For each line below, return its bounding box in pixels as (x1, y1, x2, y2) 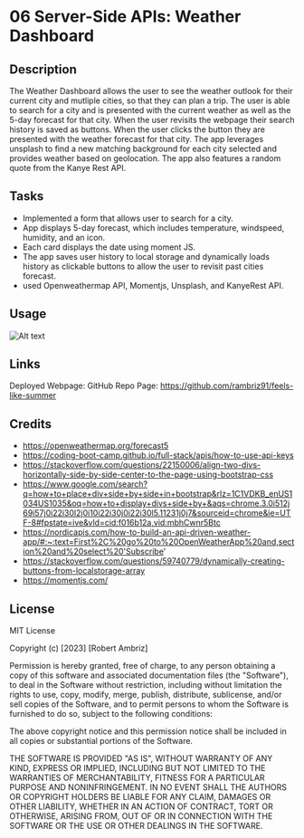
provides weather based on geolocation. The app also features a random (9, 153, 281, 164)
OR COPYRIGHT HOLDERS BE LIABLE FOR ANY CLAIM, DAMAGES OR (9, 792, 271, 803)
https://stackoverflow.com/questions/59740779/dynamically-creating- (22, 556, 285, 567)
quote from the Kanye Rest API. (9, 163, 127, 173)
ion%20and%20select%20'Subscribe (22, 546, 165, 557)
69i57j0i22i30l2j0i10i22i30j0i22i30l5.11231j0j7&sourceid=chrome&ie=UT (22, 508, 291, 519)
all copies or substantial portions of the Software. (9, 736, 193, 747)
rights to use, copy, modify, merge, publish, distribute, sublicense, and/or (9, 690, 282, 700)
